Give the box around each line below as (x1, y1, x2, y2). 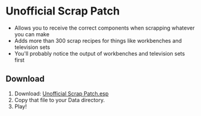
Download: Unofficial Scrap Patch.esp (14, 89, 109, 97)
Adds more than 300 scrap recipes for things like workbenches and (14, 37, 182, 44)
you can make (14, 30, 49, 37)
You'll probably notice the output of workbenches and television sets (14, 50, 185, 57)
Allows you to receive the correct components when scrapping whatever (14, 24, 195, 31)
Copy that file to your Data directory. (14, 96, 105, 103)
